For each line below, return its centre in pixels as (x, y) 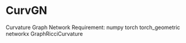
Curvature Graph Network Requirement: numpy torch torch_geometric (93, 27)
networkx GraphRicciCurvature (44, 33)
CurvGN (27, 11)
